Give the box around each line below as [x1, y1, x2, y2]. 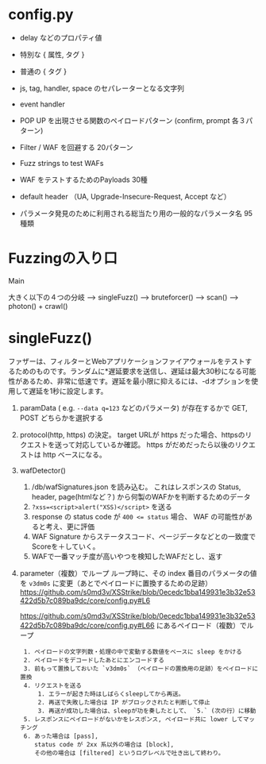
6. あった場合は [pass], [23, 732, 99, 740]
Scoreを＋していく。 [31, 542, 100, 551]
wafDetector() [19, 465, 66, 475]
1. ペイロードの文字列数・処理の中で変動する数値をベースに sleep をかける [23, 647, 242, 656]
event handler [19, 99, 66, 109]
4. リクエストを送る [23, 681, 82, 689]
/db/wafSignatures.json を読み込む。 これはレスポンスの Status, [31, 482, 241, 492]
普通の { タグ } [19, 66, 67, 76]
